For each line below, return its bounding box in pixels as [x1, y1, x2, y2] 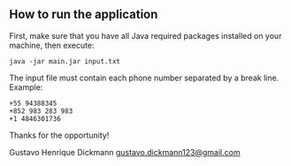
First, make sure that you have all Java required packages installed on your [9, 30, 282, 41]
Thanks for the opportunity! [9, 130, 110, 140]
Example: [9, 81, 43, 92]
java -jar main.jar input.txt [9, 57, 121, 65]
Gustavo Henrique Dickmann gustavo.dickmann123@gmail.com [9, 147, 241, 157]
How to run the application [9, 7, 158, 22]
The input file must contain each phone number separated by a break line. [9, 72, 280, 83]
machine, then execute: [9, 40, 95, 50]
